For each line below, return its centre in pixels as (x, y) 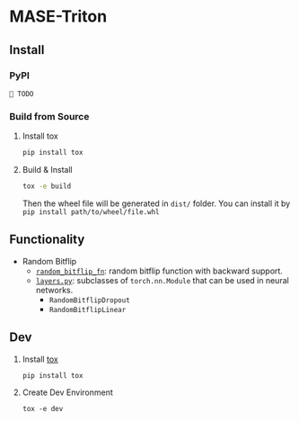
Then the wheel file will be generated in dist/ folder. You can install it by (156, 203)
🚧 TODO (22, 94)
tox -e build (47, 186)
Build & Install (48, 170)
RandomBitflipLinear (88, 309)
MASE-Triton (58, 17)
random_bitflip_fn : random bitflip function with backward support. (159, 271)
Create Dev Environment (68, 392)
